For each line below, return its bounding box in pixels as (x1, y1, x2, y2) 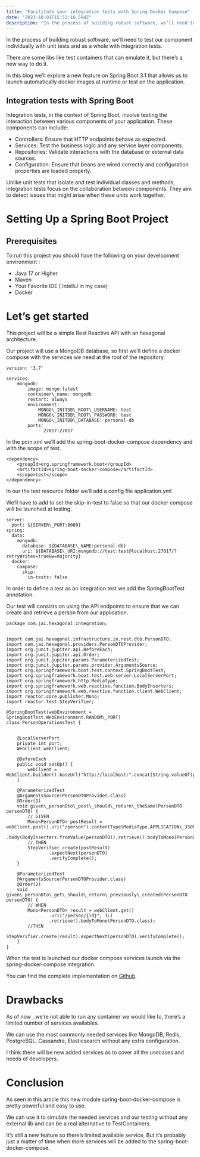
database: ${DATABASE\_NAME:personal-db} (21, 543, 127, 549)
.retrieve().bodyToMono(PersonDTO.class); (48, 918, 156, 924)
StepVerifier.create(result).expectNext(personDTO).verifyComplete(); (6, 934, 185, 940)
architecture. (6, 336, 37, 343)
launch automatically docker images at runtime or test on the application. (6, 78, 185, 85)
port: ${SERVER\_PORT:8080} (11, 522, 82, 528)
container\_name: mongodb (27, 391, 92, 397)
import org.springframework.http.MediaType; (6, 678, 118, 684)
